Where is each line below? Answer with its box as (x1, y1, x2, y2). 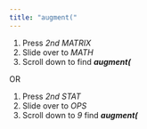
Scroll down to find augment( (21, 56, 132, 67)
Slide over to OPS (21, 100, 87, 111)
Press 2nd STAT (21, 91, 82, 101)
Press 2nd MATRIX (21, 37, 92, 48)
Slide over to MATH (21, 46, 94, 58)
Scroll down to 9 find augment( (21, 109, 138, 120)
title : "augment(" (9, 12, 78, 22)
